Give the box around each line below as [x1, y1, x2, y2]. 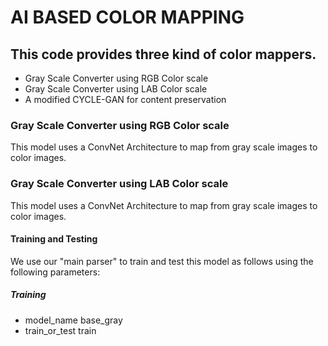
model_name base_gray [24, 314, 123, 326]
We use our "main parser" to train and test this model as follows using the [10, 255, 314, 267]
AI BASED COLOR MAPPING [10, 6, 245, 29]
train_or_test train [24, 324, 97, 336]
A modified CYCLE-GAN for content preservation [24, 94, 227, 105]
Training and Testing [10, 233, 98, 245]
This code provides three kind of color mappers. [10, 46, 317, 63]
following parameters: [10, 266, 101, 278]
